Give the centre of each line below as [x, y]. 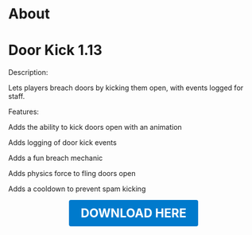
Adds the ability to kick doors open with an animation [95, 127]
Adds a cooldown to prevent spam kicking [77, 189]
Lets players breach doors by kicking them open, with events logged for [126, 88]
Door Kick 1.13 [55, 51]
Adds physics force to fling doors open [72, 174]
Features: [24, 112]
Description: [28, 72]
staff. [17, 96]
